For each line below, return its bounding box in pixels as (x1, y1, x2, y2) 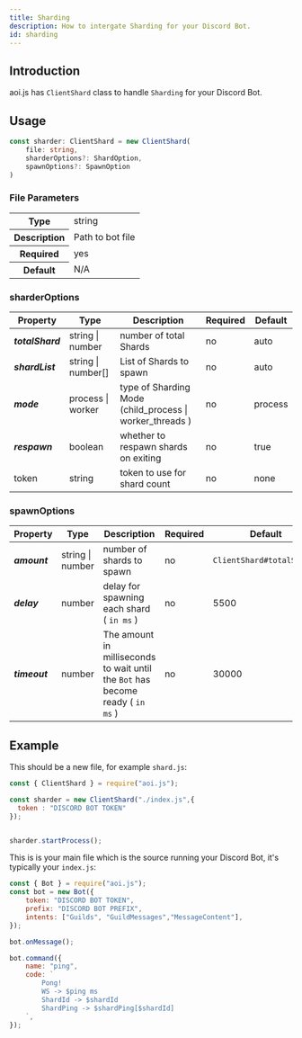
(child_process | (120, 403, 188, 416)
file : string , (25, 145, 78, 154)
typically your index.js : (9, 862, 97, 872)
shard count (120, 478, 171, 490)
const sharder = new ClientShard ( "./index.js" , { (9, 795, 195, 804)
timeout (13, 667, 48, 680)
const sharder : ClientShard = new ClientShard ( (9, 137, 191, 146)
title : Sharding (9, 13, 70, 22)
